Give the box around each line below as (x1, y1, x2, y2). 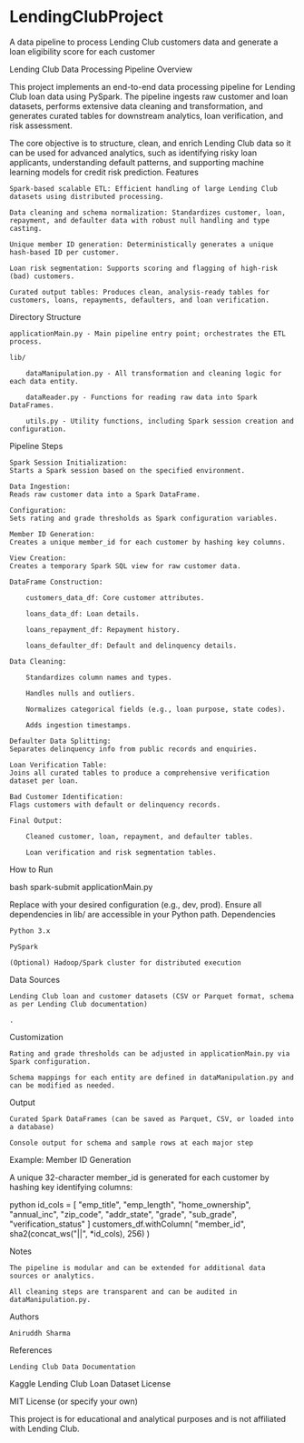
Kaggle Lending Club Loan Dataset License (9, 1378, 171, 1388)
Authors (9, 1311, 39, 1322)
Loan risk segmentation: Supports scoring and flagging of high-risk (9, 264, 279, 273)
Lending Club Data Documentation (9, 1362, 136, 1371)
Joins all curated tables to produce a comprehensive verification (9, 768, 270, 777)
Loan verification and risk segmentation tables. (25, 847, 218, 857)
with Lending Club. (9, 1423, 80, 1434)
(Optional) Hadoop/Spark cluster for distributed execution (9, 957, 242, 967)
